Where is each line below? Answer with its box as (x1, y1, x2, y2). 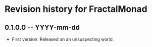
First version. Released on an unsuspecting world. (11, 36, 114, 42)
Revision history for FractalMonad (4, 3, 148, 15)
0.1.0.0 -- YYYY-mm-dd (4, 23, 80, 32)
